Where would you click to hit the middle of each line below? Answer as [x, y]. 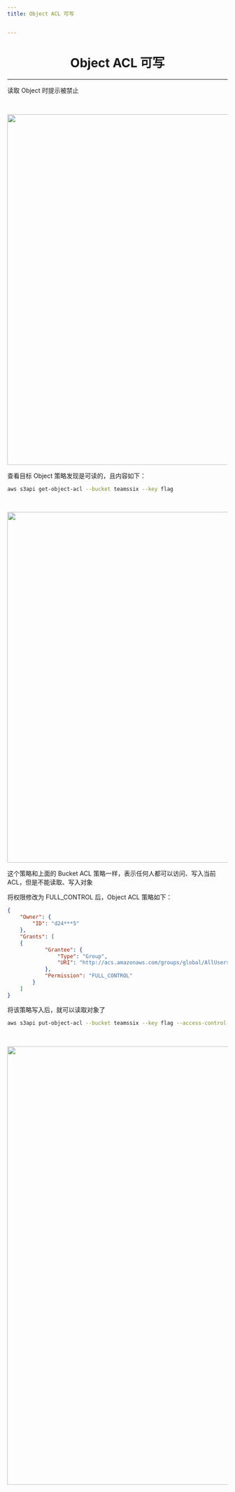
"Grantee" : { [63, 950]
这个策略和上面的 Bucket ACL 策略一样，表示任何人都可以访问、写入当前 [112, 873]
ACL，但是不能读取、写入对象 [50, 882]
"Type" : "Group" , [83, 956]
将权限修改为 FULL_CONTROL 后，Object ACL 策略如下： [90, 897]
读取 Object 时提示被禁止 [43, 90]
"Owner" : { [36, 917]
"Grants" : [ [37, 936]
